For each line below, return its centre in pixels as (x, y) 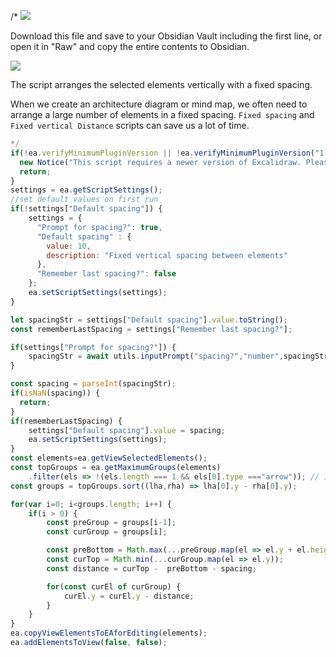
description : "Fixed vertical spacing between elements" (167, 255)
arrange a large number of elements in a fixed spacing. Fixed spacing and (162, 114)
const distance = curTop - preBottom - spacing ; (151, 568)
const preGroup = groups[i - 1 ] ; (111, 523)
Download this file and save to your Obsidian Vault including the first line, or (166, 36)
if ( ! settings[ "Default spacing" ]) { (86, 209)
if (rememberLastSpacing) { (66, 421)
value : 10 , (69, 246)
